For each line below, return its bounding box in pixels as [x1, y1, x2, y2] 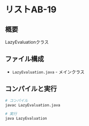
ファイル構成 [5, 55, 44, 63]
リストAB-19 [5, 4, 57, 15]
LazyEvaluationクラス [5, 39, 49, 45]
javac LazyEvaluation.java [5, 102, 60, 108]
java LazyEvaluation [5, 116, 48, 121]
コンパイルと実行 [5, 85, 57, 93]
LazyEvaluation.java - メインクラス [12, 69, 85, 75]
